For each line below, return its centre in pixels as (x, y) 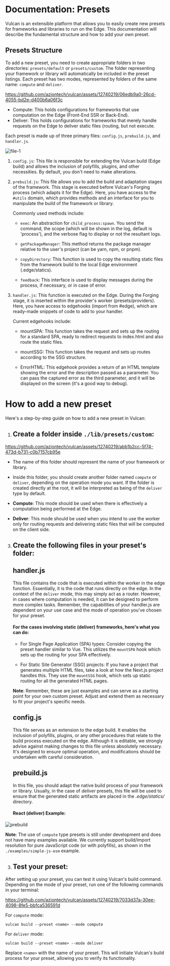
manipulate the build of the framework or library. (63, 203)
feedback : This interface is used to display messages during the (87, 279)
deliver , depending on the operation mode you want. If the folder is (83, 482)
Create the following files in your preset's (79, 545)
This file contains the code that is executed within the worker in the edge (89, 583)
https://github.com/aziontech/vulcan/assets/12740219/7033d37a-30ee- (80, 900)
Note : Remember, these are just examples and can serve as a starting (86, 691)
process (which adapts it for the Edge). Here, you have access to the (84, 192)
